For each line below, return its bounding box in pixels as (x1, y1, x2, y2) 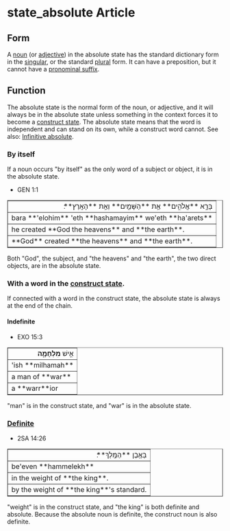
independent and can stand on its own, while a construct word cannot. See (7, 125, 219, 133)
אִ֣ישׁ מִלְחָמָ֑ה (37, 348, 74, 358)
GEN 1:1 (16, 185, 39, 194)
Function (7, 84, 46, 97)
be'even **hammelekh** (11, 462, 94, 471)
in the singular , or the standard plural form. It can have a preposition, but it (7, 58, 217, 66)
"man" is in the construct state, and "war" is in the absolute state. (7, 401, 192, 409)
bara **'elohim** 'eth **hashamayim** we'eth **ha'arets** (11, 213, 213, 223)
